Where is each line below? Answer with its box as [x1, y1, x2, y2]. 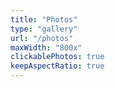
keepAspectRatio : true [10, 61, 105, 71]
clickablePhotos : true [10, 52, 105, 62]
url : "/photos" [10, 33, 74, 43]
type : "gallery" [10, 24, 78, 34]
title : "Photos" [10, 14, 78, 25]
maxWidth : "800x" [10, 42, 83, 53]
